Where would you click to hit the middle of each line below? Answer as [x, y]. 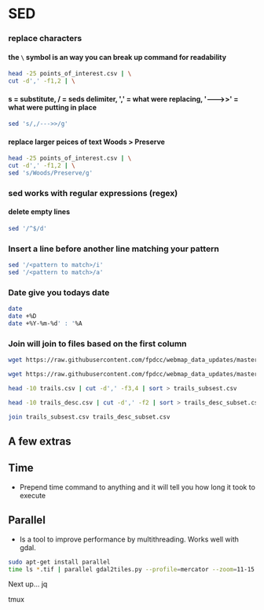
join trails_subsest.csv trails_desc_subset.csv [89, 417]
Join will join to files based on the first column [97, 343]
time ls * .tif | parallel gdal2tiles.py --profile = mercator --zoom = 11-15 [132, 569]
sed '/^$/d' [27, 229]
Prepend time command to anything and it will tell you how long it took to [137, 487]
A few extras [40, 441]
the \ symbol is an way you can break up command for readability [117, 57]
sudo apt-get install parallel [59, 562]
